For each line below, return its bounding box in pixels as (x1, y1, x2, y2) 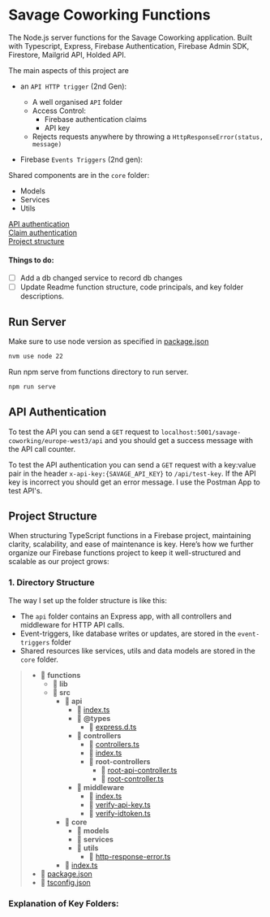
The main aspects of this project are (8, 65, 130, 75)
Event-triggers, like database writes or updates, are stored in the (19, 628, 237, 638)
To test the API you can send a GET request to (8, 427, 160, 437)
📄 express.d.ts (88, 722, 137, 732)
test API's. (8, 485, 43, 495)
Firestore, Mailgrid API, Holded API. (8, 50, 126, 59)
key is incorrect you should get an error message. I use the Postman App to (8, 477, 261, 487)
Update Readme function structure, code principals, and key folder (19, 282, 244, 292)
